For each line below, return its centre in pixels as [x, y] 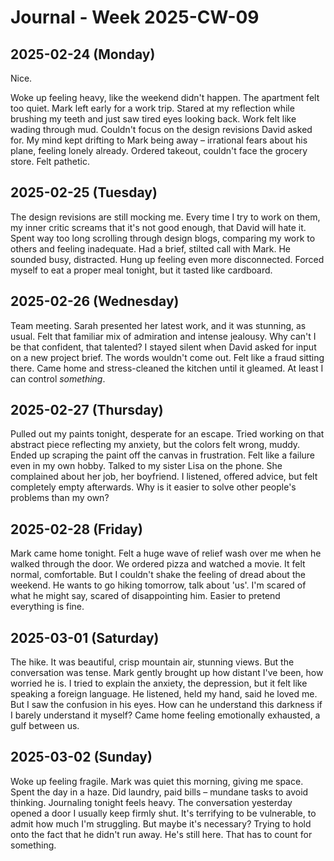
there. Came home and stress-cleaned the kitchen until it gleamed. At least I [167, 368]
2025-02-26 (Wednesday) [95, 301]
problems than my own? [60, 498]
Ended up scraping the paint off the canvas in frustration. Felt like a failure [163, 455]
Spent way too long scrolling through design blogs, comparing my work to [163, 238]
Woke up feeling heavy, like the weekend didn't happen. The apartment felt [165, 97]
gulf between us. [45, 726]
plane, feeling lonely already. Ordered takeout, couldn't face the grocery [159, 150]
